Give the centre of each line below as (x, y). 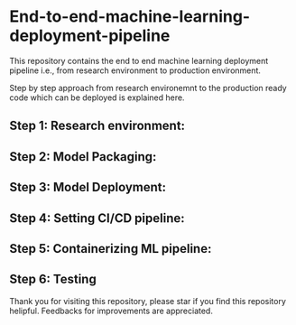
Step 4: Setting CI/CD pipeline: (97, 218)
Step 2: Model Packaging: (83, 157)
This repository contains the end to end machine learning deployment (139, 60)
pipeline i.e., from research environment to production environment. (135, 70)
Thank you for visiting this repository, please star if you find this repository (148, 301)
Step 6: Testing (53, 279)
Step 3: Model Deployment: (88, 187)
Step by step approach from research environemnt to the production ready (148, 88)
